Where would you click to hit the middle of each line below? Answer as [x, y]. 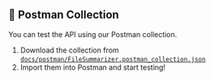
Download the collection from [69, 50]
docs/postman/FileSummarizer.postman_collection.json [113, 59]
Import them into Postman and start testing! [93, 67]
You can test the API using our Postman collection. [93, 34]
